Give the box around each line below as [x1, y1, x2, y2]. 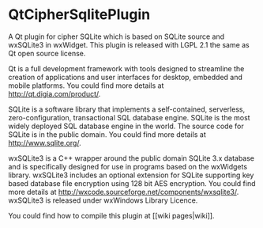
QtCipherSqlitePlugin [8, 6, 151, 24]
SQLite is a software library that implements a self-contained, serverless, [8, 104, 246, 114]
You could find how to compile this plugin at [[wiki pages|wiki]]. [8, 211, 215, 220]
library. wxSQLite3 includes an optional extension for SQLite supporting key [8, 170, 254, 180]
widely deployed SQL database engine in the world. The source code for [8, 121, 244, 131]
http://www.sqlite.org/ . [8, 138, 81, 147]
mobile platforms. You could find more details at [8, 81, 164, 90]
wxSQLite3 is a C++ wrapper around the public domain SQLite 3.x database [8, 153, 255, 163]
